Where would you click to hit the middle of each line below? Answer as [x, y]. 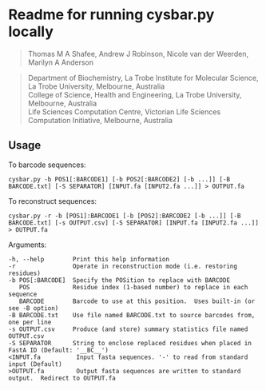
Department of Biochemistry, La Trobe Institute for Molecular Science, [143, 78]
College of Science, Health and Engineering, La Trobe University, [135, 94]
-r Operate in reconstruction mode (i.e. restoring [123, 266]
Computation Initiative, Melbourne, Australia [100, 120]
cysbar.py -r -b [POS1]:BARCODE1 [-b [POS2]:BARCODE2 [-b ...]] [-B [125, 216]
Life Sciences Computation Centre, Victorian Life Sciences [124, 111]
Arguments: [28, 245]
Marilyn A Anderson [61, 62]
